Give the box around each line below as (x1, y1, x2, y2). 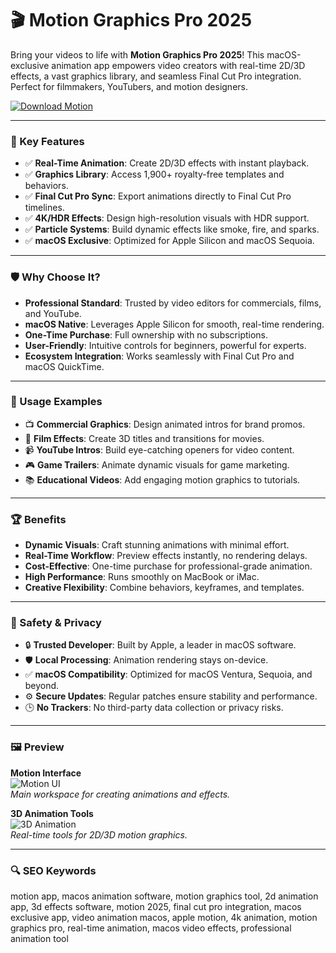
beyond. (24, 680, 60, 692)
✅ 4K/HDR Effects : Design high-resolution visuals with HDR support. (24, 212, 310, 224)
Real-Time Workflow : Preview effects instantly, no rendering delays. (24, 550, 308, 562)
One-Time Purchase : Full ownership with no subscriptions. (24, 328, 269, 341)
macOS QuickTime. (24, 360, 105, 372)
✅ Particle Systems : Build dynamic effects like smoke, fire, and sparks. (24, 223, 320, 236)
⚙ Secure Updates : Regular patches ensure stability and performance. (24, 690, 318, 702)
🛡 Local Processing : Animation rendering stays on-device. (24, 654, 269, 666)
